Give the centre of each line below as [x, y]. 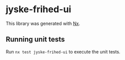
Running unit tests [35, 39]
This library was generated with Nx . [43, 23]
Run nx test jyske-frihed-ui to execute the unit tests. [63, 51]
